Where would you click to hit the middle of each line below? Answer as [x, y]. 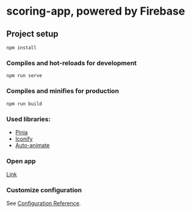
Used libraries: [28, 119]
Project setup [33, 34]
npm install [21, 48]
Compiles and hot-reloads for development [72, 63]
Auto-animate [32, 145]
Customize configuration [44, 190]
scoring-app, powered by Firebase [96, 11]
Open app [21, 161]
